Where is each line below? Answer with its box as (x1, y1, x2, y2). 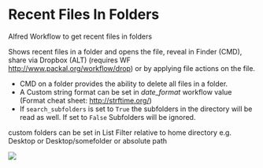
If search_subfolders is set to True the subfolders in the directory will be (19, 104, 253, 114)
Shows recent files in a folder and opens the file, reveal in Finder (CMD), (8, 47, 243, 56)
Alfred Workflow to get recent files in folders (8, 32, 152, 41)
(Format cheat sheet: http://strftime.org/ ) (19, 95, 152, 105)
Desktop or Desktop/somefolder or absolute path (8, 136, 168, 145)
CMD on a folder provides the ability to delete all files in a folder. (19, 79, 228, 88)
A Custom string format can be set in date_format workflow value (19, 87, 232, 96)
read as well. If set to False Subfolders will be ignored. (19, 112, 196, 121)
